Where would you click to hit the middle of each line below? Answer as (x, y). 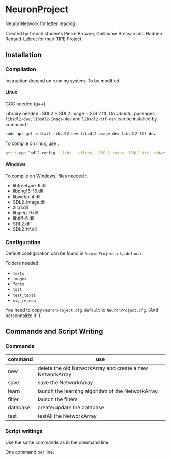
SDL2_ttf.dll (25, 229)
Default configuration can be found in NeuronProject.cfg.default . (74, 253)
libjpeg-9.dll (25, 212)
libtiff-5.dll (23, 218)
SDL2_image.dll (29, 202)
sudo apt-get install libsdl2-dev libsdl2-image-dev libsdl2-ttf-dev (81, 134)
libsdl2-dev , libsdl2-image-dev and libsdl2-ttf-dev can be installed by (81, 119)
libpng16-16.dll (28, 191)
